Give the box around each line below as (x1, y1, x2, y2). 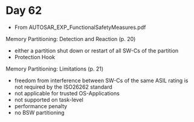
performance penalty (14, 102, 68, 109)
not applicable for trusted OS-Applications (14, 89, 120, 97)
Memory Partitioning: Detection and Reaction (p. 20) (5, 35, 136, 42)
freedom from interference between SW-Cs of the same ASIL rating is (14, 77, 189, 84)
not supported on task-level (14, 96, 84, 103)
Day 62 (5, 4, 42, 18)
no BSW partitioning (14, 109, 65, 116)
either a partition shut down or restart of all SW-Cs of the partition (14, 47, 179, 54)
